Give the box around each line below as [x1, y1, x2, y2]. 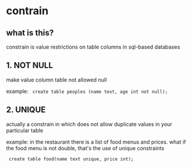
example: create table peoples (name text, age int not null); [6, 88, 168, 95]
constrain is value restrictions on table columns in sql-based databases [6, 43, 181, 50]
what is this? [6, 28, 55, 38]
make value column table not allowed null [6, 76, 107, 83]
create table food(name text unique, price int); [8, 156, 134, 162]
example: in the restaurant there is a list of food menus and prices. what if [6, 138, 187, 146]
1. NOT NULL [6, 60, 53, 70]
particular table [6, 127, 43, 134]
